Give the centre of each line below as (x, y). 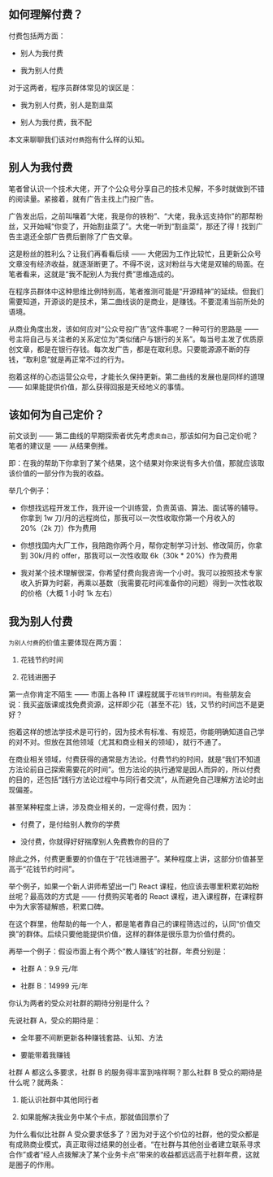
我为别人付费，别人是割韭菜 (67, 105)
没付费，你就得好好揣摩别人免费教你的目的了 (95, 842)
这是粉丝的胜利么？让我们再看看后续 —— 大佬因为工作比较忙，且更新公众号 (135, 254)
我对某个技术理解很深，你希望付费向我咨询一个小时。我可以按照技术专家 (141, 573)
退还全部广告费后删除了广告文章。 (79, 236)
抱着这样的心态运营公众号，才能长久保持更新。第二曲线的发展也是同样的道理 (136, 376)
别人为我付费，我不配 (56, 122)
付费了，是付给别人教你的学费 (70, 824)
